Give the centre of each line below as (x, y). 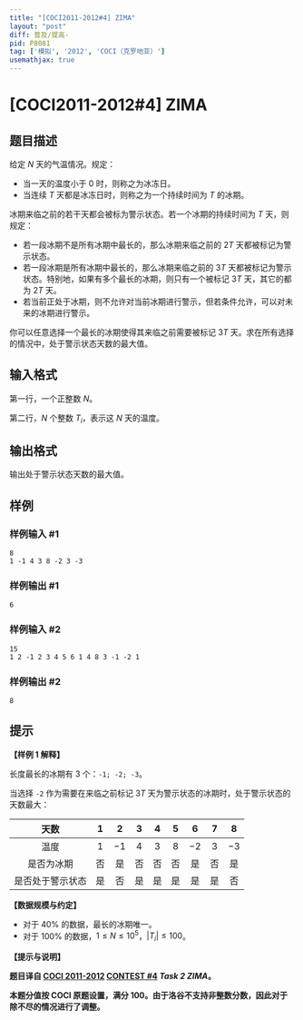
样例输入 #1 (34, 534)
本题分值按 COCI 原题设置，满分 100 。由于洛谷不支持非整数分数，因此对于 (149, 995)
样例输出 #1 (34, 586)
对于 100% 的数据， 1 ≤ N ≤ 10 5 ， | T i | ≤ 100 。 (106, 936)
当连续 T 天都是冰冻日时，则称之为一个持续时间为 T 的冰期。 (136, 195)
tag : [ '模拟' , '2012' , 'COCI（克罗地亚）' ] (88, 52)
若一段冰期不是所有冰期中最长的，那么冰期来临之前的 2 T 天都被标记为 (153, 245)
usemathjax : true (42, 60)
